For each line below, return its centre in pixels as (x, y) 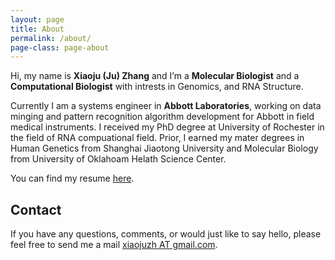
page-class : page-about (60, 47)
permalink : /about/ (51, 38)
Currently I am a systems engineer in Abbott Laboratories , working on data (166, 106)
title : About (37, 29)
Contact (36, 209)
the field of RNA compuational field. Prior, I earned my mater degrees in (157, 138)
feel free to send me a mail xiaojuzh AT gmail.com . (114, 245)
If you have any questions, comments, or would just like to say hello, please (166, 234)
